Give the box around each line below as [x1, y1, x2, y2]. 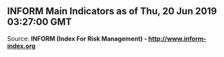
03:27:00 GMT [7, 16, 73, 28]
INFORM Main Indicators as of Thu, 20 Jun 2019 [7, 5, 218, 17]
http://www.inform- [148, 34, 207, 43]
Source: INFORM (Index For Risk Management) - [7, 34, 147, 43]
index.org [7, 41, 36, 50]
